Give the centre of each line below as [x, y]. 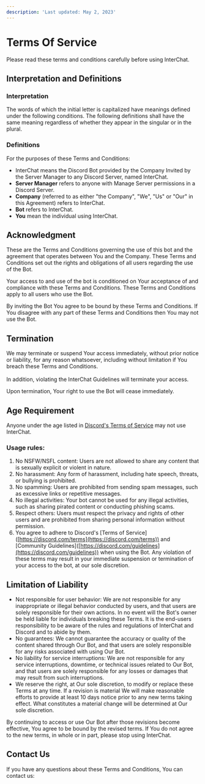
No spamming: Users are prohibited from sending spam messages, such [106, 487]
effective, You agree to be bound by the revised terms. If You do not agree [100, 729]
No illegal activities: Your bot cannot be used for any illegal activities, [102, 500]
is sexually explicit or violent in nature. [63, 467]
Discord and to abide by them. [53, 632]
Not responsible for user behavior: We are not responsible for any [98, 599]
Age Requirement [40, 411]
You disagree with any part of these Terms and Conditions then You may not [102, 313]
